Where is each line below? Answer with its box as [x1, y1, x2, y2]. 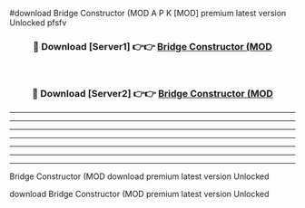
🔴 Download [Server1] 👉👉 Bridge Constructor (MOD [33, 40, 272, 52]
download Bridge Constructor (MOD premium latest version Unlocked [9, 188, 270, 199]
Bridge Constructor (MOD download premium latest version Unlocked [9, 171, 270, 182]
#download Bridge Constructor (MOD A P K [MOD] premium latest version [9, 8, 287, 18]
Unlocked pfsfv [9, 17, 67, 28]
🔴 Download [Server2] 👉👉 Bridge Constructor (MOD [31, 88, 274, 100]
